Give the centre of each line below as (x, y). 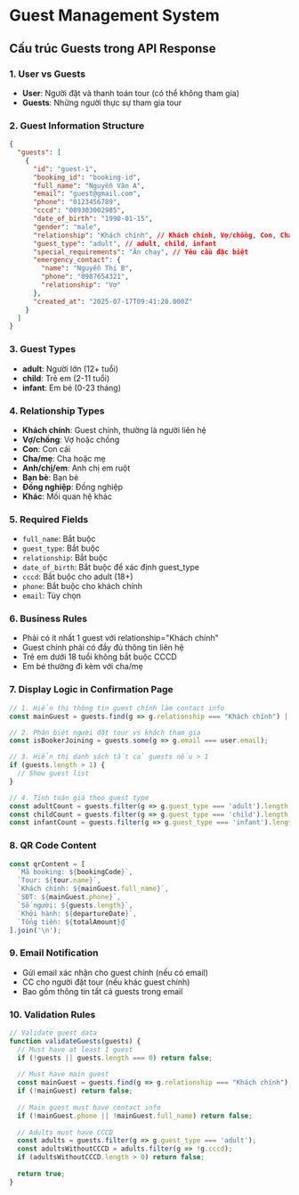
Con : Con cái (46, 449)
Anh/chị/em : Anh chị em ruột (76, 468)
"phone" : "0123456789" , (77, 202)
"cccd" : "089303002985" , (79, 210)
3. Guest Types (43, 349)
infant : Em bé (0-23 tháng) (72, 388)
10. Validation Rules (53, 1014)
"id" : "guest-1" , (65, 169)
